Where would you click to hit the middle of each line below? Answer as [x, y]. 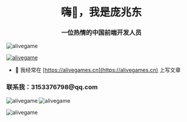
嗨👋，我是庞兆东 [101, 12]
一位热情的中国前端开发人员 [101, 32]
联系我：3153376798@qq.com [52, 87]
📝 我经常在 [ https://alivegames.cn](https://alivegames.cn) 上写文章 [98, 70]
